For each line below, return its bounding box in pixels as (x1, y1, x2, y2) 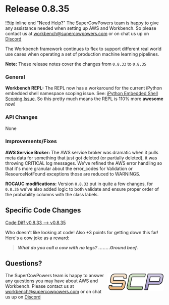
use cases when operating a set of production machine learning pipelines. (5, 51, 159, 57)
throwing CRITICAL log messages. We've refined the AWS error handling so (5, 160, 162, 166)
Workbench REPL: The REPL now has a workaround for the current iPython (5, 85, 162, 91)
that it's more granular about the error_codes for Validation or (5, 165, 133, 171)
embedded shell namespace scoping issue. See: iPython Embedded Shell (5, 91, 158, 97)
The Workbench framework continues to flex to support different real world (5, 46, 162, 52)
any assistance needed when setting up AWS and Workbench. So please (5, 25, 156, 31)
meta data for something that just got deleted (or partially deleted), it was (5, 155, 157, 161)
